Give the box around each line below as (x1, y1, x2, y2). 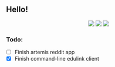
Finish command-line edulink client (14, 55, 100, 62)
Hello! (6, 5, 28, 15)
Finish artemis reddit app (14, 49, 75, 56)
